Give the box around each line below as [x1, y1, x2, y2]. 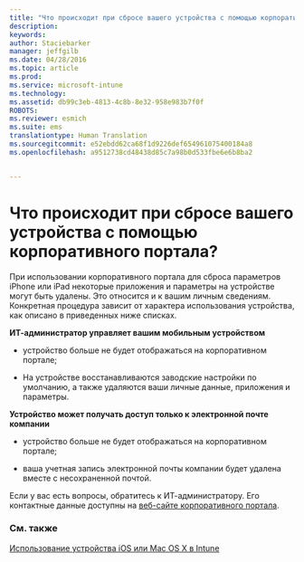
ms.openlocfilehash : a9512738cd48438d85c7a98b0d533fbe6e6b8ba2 [9, 148, 253, 157]
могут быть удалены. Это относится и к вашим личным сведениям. [9, 291, 271, 301]
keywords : [9, 30, 47, 39]
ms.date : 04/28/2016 [9, 55, 88, 64]
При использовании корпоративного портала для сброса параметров [9, 271, 281, 281]
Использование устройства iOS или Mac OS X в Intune [9, 542, 220, 553]
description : [9, 22, 59, 31]
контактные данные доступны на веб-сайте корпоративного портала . [9, 500, 280, 510]
